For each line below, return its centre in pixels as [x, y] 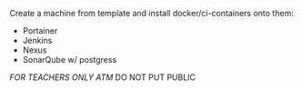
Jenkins [37, 40]
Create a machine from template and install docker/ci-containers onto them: [151, 13]
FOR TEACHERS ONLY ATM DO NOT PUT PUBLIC [103, 77]
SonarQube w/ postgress [70, 60]
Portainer [40, 30]
